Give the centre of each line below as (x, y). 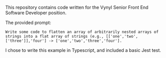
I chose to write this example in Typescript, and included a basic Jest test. (83, 50)
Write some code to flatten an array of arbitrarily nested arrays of (82, 32)
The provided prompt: (28, 23)
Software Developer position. (36, 13)
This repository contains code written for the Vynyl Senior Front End (77, 7)
